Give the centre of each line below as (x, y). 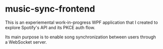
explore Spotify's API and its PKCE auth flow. (50, 27)
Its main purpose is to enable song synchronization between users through (81, 37)
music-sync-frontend (50, 9)
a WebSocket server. (26, 42)
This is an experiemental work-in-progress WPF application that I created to (81, 22)
